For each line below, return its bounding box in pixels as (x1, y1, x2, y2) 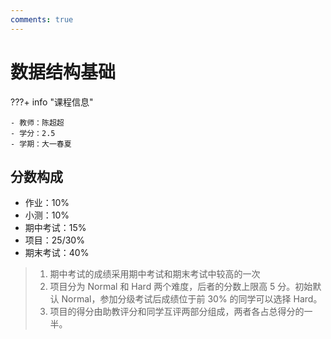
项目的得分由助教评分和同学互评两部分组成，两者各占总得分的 (49, 306, 305, 318)
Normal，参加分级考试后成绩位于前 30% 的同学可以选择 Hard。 (61, 293, 323, 305)
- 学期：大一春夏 (10, 139, 72, 149)
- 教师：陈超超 (10, 117, 65, 128)
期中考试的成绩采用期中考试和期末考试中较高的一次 (49, 268, 261, 280)
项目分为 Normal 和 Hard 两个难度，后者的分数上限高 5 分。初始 (49, 281, 313, 293)
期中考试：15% (24, 222, 87, 234)
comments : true (10, 14, 74, 25)
